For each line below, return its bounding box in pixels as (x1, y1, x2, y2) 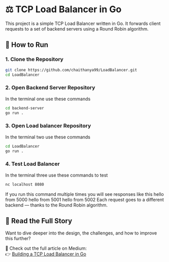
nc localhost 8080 (5, 182, 44, 187)
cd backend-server (5, 105, 44, 110)
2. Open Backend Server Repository (5, 84, 95, 91)
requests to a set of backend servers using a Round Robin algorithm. (5, 25, 149, 32)
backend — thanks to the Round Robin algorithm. (5, 202, 108, 208)
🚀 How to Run (5, 41, 49, 49)
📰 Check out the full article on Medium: (5, 245, 87, 251)
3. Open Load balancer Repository (5, 122, 91, 129)
